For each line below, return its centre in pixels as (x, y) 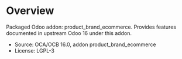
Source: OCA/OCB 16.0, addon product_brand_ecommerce (85, 44)
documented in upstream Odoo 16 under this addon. (69, 33)
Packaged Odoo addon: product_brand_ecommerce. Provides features (91, 27)
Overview (30, 11)
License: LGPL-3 (34, 50)
